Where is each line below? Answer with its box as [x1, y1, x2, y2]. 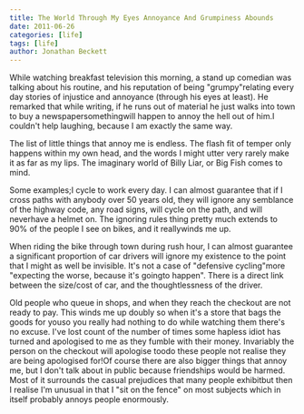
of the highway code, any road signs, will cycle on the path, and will [9, 204, 263, 215]
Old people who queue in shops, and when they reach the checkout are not [9, 298, 291, 308]
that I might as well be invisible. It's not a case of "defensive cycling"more [9, 260, 286, 271]
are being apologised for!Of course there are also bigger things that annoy [9, 356, 288, 367]
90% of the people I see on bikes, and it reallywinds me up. [9, 224, 231, 235]
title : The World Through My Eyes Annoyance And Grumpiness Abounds [9, 13, 274, 23]
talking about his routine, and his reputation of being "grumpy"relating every [9, 82, 295, 93]
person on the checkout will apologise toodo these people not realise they [9, 346, 287, 357]
